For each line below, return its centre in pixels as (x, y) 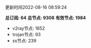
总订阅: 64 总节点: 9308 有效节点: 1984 (45, 18)
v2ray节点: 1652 (29, 28)
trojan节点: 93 (26, 34)
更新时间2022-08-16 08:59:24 (36, 7)
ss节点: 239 (24, 41)
